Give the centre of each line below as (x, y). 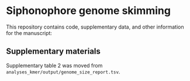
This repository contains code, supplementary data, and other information (95, 27)
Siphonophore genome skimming (89, 11)
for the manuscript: (29, 33)
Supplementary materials (53, 52)
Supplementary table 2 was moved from (54, 65)
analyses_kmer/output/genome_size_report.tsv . (63, 72)
